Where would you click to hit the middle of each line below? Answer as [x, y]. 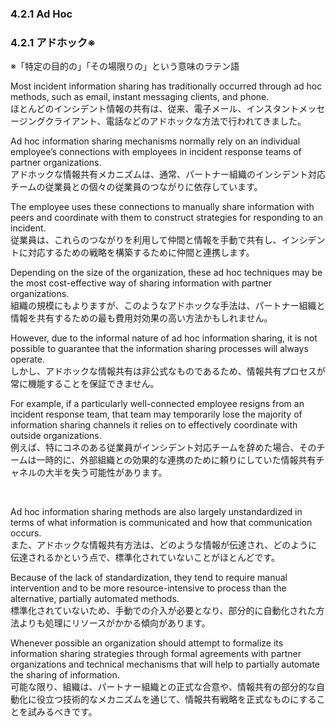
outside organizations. [56, 436]
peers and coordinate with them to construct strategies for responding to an [166, 218]
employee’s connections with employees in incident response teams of [156, 152]
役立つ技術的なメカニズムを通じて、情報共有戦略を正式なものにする [176, 699]
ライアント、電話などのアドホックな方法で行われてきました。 [180, 121]
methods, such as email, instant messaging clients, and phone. [140, 97]
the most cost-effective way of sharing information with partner [141, 283]
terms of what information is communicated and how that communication [161, 523]
